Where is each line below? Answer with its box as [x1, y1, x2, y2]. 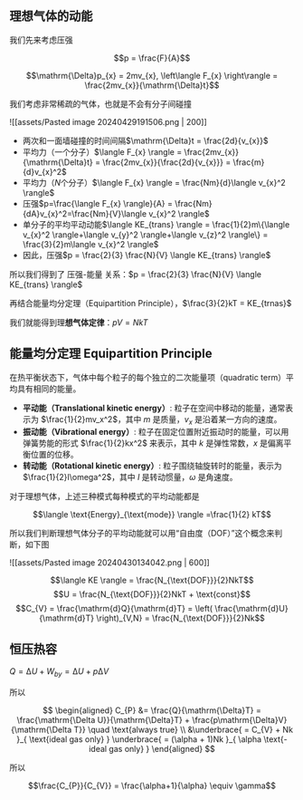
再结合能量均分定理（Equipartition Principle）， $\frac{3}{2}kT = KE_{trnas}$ [9, 297, 292, 308]
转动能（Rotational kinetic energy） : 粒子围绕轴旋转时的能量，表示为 [22, 460, 282, 471]
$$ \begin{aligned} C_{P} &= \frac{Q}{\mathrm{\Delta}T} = [42, 705, 262, 716]
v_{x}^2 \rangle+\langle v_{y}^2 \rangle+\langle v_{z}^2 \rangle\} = [22, 229, 269, 240]
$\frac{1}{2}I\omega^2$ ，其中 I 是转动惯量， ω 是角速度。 [22, 472, 238, 483]
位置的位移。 [30, 449, 79, 460]
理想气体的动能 [9, 8, 93, 24]
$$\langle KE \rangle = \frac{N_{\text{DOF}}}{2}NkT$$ [50, 574, 254, 586]
